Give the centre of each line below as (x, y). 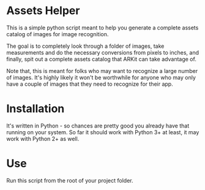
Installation (35, 109)
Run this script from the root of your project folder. (70, 180)
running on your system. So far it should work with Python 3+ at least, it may (103, 132)
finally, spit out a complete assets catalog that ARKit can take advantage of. (102, 59)
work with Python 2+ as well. (43, 139)
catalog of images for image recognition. (58, 34)
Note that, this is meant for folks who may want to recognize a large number (102, 70)
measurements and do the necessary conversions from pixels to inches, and (102, 52)
